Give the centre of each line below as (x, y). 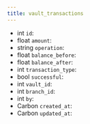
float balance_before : (46, 55)
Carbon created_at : (45, 106)
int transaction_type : (47, 69)
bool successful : (40, 77)
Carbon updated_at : (45, 113)
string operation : (41, 47)
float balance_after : (45, 62)
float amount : (34, 40)
